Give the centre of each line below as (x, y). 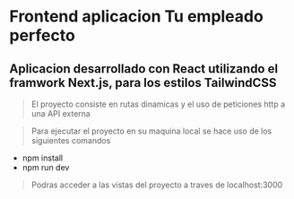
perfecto (43, 35)
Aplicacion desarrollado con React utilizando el (144, 69)
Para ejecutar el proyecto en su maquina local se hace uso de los (151, 131)
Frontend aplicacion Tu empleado (137, 17)
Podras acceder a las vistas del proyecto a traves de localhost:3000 (157, 185)
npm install (43, 158)
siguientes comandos (71, 140)
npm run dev (46, 167)
